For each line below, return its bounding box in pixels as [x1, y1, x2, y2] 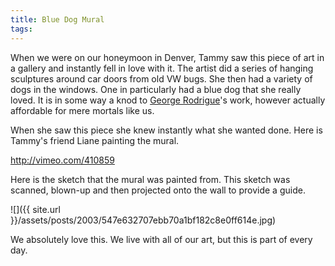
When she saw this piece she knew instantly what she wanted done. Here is [10, 124, 323, 136]
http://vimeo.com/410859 [10, 154, 115, 166]
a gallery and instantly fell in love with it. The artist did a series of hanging [10, 62, 314, 74]
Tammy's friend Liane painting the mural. [10, 134, 180, 146]
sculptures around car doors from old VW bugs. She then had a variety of [10, 72, 313, 85]
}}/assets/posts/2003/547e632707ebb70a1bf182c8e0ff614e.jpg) [10, 214, 277, 226]
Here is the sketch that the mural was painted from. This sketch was [10, 173, 291, 185]
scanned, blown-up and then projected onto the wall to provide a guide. [10, 184, 306, 196]
